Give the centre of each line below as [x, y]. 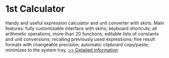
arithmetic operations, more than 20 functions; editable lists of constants [82, 34]
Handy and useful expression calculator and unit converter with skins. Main [85, 23]
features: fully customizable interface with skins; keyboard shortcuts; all [81, 28]
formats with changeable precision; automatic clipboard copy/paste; [77, 44]
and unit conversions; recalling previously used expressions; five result [80, 39]
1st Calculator [35, 9]
